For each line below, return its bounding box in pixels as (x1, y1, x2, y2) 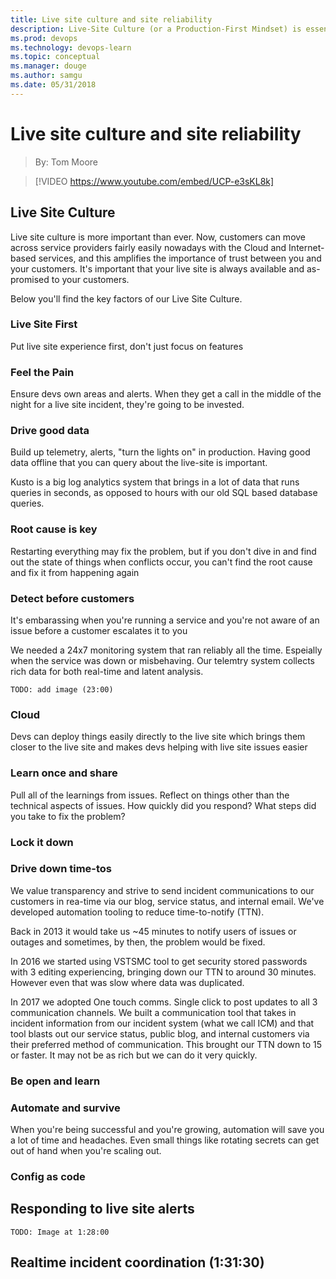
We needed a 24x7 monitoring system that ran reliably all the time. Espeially (10, 644, 323, 656)
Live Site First (10, 317, 78, 331)
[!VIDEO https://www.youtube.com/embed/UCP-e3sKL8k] (34, 175, 275, 187)
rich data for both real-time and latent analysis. (10, 665, 204, 677)
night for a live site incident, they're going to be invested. (10, 399, 245, 411)
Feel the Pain (10, 365, 75, 379)
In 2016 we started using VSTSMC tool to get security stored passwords (10, 955, 308, 967)
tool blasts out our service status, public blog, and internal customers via (10, 1027, 310, 1040)
